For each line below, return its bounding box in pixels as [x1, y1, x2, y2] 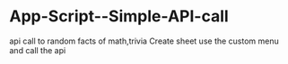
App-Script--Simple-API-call [9, 6, 229, 27]
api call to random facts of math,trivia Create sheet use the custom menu [9, 36, 280, 46]
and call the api [9, 44, 66, 55]
